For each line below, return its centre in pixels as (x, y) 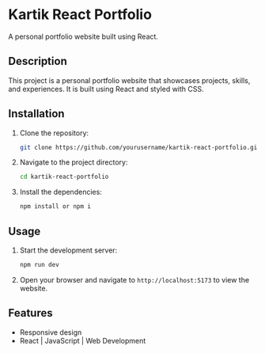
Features (30, 313)
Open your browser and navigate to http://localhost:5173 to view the (134, 279)
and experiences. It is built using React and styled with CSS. (106, 89)
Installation (36, 114)
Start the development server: (68, 250)
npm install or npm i (55, 207)
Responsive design (51, 332)
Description (38, 61)
